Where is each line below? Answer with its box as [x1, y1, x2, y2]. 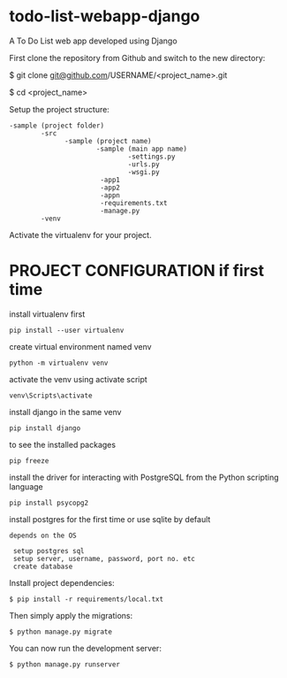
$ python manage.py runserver [9, 659, 121, 669]
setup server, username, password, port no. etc [12, 554, 196, 563]
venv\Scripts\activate [9, 391, 93, 400]
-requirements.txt [100, 198, 168, 207]
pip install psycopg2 [9, 498, 89, 507]
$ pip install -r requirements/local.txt [9, 595, 164, 604]
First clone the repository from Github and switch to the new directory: [9, 52, 266, 63]
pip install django [9, 423, 81, 433]
